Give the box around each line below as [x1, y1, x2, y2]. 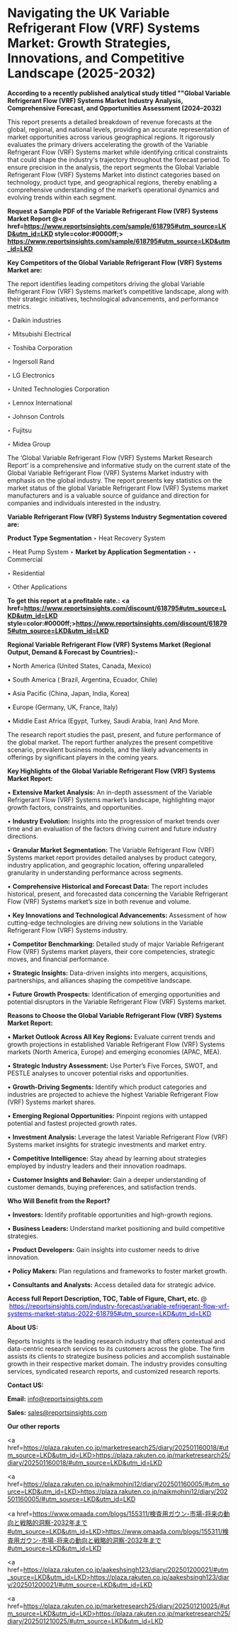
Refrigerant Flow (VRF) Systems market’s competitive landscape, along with [7, 287, 229, 295]
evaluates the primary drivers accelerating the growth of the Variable [7, 140, 208, 148]
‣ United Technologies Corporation [7, 385, 110, 393]
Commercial [7, 555, 42, 564]
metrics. [7, 302, 32, 310]
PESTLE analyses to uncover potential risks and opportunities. [7, 1068, 189, 1077]
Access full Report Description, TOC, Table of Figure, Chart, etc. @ [7, 1294, 208, 1303]
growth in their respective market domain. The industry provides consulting [7, 1359, 227, 1368]
